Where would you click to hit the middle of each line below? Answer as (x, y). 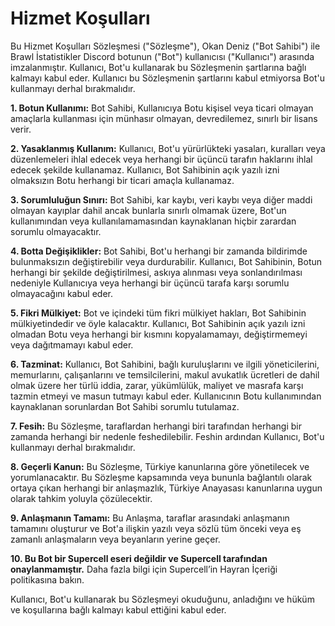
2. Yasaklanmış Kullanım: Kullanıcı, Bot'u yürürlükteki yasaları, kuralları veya (168, 148)
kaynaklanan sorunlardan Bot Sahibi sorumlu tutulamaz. (125, 406)
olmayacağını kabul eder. (61, 293)
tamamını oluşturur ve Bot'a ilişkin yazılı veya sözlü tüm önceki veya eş (156, 528)
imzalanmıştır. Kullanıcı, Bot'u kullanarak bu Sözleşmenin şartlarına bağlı (158, 67)
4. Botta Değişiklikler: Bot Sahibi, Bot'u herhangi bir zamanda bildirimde (159, 251)
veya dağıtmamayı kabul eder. (72, 344)
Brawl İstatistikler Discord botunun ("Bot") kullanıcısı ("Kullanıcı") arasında (162, 56)
